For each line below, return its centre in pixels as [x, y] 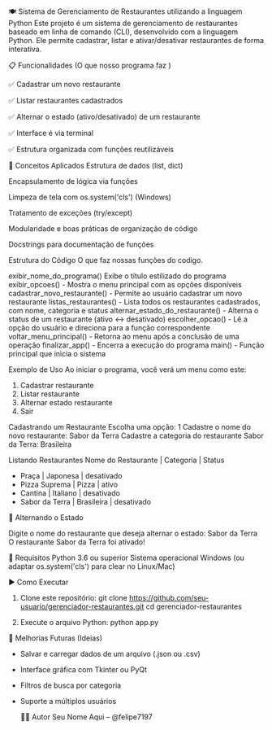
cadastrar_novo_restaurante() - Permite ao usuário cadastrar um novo [125, 293]
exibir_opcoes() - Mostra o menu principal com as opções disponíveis [125, 284]
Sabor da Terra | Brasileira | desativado [86, 502]
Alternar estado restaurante [66, 402]
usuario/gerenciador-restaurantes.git [82, 606]
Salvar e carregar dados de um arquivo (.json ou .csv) [110, 654]
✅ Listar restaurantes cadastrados [66, 101]
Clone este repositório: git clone [73, 598]
